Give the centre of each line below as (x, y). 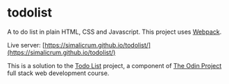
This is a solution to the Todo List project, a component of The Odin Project (114, 65)
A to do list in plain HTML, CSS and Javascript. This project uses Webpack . (114, 32)
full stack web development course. (58, 73)
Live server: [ (26, 45)
